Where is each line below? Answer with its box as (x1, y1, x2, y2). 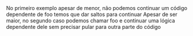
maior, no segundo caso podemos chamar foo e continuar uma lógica (6, 17, 175, 24)
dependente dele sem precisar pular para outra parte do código (6, 24, 161, 30)
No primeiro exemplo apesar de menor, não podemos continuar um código (6, 5, 188, 11)
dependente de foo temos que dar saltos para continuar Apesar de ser (6, 11, 178, 18)
